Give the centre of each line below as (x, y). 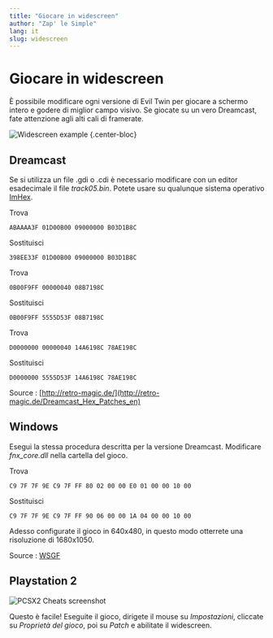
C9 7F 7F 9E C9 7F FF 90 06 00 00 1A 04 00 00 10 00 (100, 516)
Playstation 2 (43, 581)
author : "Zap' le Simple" (53, 24)
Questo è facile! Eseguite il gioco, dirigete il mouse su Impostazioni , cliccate (136, 616)
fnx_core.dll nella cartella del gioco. (69, 455)
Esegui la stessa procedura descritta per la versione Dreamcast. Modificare (135, 446)
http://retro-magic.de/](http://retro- (100, 393)
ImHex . (21, 197)
